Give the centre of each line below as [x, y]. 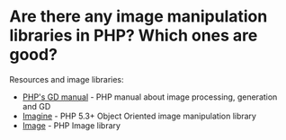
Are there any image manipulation [139, 17]
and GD [36, 106]
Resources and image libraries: [67, 79]
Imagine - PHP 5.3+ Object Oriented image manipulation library [139, 116]
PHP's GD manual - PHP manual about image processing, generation [150, 97]
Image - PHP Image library [71, 125]
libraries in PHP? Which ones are [134, 35]
